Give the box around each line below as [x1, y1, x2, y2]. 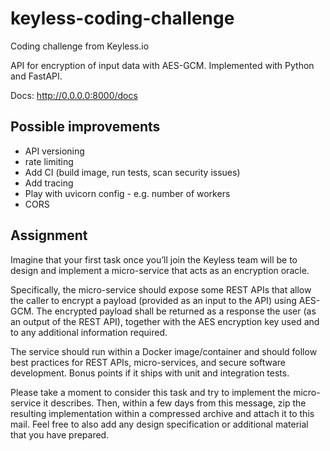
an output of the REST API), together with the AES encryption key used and [10, 315, 320, 327]
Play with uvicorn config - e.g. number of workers [24, 187, 231, 199]
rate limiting [24, 155, 74, 167]
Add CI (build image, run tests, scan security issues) [24, 166, 241, 178]
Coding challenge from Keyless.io [10, 40, 150, 52]
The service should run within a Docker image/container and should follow [10, 345, 318, 357]
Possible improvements [10, 118, 161, 136]
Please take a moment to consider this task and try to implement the [10, 386, 292, 398]
